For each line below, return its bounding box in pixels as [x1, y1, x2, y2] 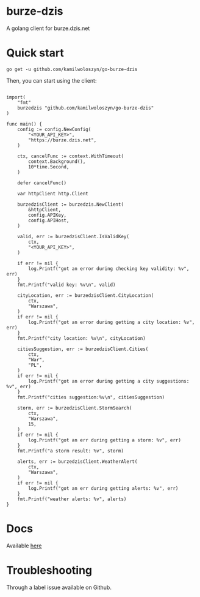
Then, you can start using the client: [6, 77, 97, 84]
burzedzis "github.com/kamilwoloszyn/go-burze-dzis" [17, 105, 154, 111]
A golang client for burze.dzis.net [6, 24, 90, 32]
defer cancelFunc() [17, 179, 67, 186]
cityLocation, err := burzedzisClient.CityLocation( [17, 292, 154, 298]
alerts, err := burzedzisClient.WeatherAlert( [17, 458, 138, 465]
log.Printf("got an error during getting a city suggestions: [28, 378, 190, 384]
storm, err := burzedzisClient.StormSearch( [17, 405, 132, 411]
